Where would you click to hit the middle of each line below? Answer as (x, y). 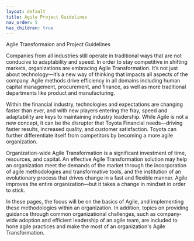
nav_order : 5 (22, 22)
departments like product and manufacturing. (61, 93)
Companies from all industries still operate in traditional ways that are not (94, 56)
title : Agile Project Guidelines (47, 17)
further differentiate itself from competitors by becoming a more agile (90, 136)
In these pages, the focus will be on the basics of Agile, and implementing (95, 202)
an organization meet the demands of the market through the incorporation (96, 166)
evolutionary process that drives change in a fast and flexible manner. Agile (97, 178)
